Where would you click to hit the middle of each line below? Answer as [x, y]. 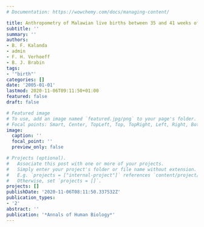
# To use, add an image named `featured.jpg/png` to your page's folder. [102, 119]
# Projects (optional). [36, 158]
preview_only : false [38, 147]
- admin [16, 51]
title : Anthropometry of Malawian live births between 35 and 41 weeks [99, 23]
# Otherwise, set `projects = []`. [54, 181]
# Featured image [28, 113]
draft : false [23, 102]
